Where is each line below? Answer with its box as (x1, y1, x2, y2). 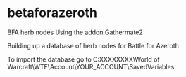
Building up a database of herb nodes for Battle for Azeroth (7, 41, 180, 50)
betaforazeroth (7, 5, 97, 21)
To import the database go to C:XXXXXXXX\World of (7, 55, 160, 64)
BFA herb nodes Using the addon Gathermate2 (7, 28, 143, 36)
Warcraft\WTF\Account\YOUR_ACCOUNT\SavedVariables (7, 62, 175, 71)
